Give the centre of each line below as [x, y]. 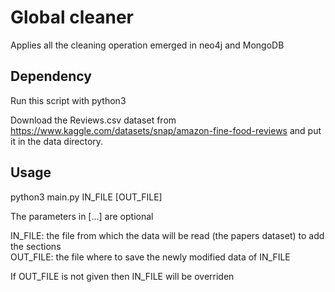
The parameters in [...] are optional [82, 216]
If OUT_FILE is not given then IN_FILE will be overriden [122, 276]
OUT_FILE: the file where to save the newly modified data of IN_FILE [150, 257]
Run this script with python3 [68, 100]
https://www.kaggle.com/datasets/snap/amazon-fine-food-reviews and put [166, 130]
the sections [36, 246]
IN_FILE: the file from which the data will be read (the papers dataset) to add [167, 235]
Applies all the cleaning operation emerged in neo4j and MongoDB [147, 45]
